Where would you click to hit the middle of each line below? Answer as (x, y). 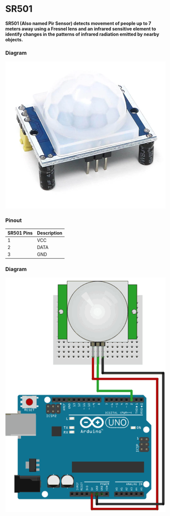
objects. (14, 39)
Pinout (13, 220)
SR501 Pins (20, 233)
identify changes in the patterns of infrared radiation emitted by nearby (82, 34)
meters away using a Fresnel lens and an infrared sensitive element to (81, 29)
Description (50, 233)
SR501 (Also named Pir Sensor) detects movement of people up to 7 (78, 23)
